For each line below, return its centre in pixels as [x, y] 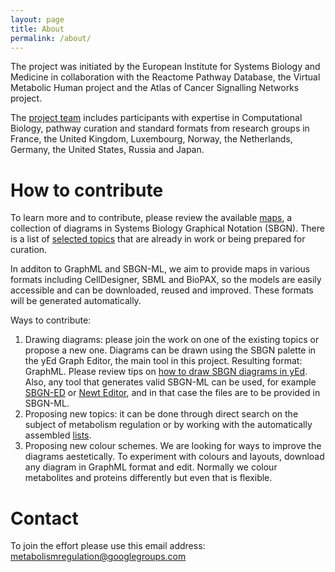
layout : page [37, 19]
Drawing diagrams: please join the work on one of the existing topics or [172, 340]
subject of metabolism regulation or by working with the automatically [168, 425]
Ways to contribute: [51, 320]
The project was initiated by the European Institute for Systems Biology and [165, 67]
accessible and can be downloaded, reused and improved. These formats [162, 290]
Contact [44, 518]
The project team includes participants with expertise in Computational [156, 118]
